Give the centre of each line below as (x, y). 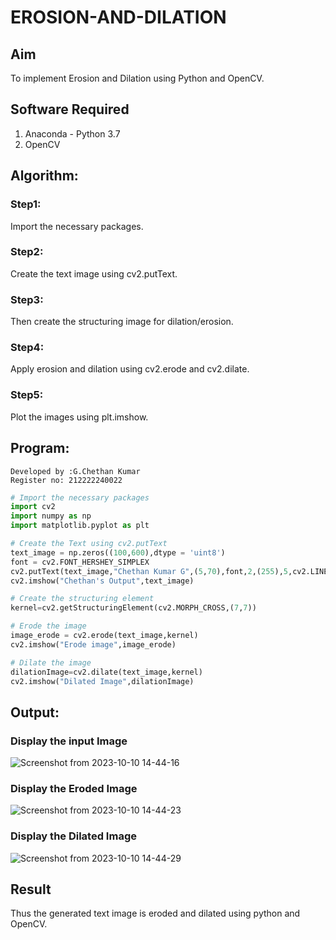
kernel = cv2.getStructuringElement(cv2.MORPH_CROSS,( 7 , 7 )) (133, 608)
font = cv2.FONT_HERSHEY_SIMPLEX (80, 562)
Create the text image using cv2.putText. (94, 273)
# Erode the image (48, 626)
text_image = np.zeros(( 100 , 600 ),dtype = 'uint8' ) (118, 552)
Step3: (27, 299)
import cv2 (33, 507)
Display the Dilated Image (73, 836)
